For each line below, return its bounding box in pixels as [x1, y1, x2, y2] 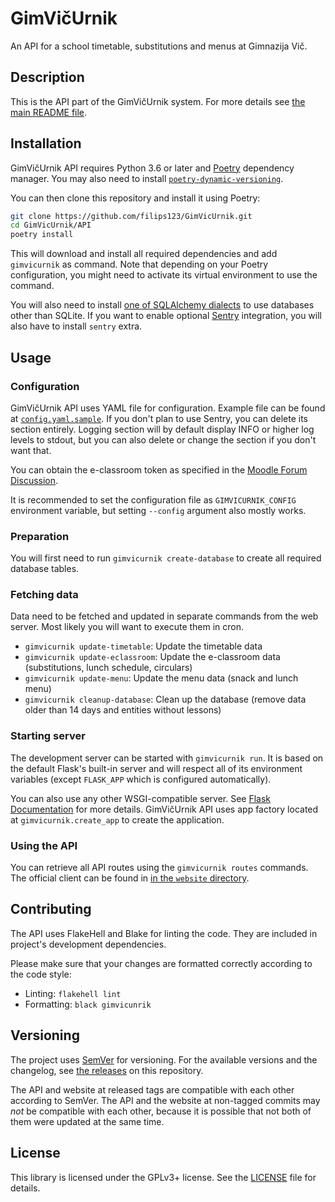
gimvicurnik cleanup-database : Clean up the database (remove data [24, 693, 307, 706]
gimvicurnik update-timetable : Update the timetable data [24, 640, 263, 652]
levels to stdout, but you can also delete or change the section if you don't [10, 433, 317, 446]
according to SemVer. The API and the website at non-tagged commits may [10, 1094, 321, 1106]
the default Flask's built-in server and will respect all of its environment [10, 762, 303, 774]
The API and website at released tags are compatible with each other [10, 1083, 295, 1096]
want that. [10, 444, 52, 456]
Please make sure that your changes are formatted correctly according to [10, 957, 313, 969]
